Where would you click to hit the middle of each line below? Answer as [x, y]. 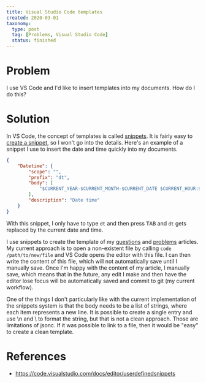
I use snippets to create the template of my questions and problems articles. [102, 241]
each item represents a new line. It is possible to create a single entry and [99, 312]
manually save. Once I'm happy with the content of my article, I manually [98, 268]
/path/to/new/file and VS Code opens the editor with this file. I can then [99, 254]
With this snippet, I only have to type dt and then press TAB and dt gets [97, 223]
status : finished [34, 40]
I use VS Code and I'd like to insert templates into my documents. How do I [101, 88]
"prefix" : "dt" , [49, 177]
